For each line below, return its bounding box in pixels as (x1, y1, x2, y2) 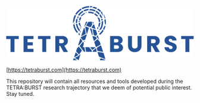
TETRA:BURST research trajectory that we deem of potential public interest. (6, 84, 192, 91)
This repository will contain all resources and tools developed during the (6, 78, 183, 85)
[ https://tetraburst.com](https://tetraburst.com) (6, 66, 122, 73)
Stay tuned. (6, 91, 35, 98)
